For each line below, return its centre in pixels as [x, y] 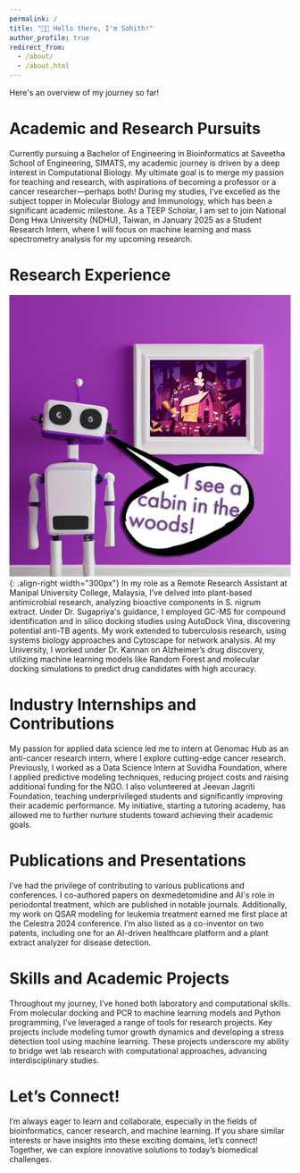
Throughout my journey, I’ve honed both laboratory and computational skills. [150, 1003]
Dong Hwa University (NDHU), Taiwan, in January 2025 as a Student [135, 220]
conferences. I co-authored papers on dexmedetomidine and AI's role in [142, 895]
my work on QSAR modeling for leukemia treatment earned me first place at [149, 914]
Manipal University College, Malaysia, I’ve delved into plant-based [131, 592]
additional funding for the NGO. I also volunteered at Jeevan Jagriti [132, 786]
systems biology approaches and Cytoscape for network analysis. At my [143, 640]
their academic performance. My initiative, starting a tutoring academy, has [147, 806]
